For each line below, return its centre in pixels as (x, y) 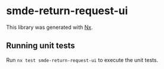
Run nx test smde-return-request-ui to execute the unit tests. (82, 60)
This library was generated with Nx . (49, 27)
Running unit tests (41, 46)
